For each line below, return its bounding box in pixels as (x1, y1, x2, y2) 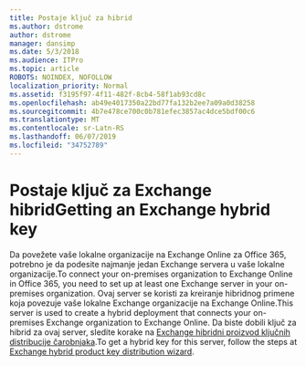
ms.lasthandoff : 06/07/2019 (9, 132, 117, 141)
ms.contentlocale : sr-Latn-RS (9, 124, 125, 133)
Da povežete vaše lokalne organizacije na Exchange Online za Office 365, (9, 248, 287, 260)
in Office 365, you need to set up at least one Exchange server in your (9, 277, 273, 288)
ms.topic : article (9, 65, 79, 74)
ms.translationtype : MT (9, 115, 100, 124)
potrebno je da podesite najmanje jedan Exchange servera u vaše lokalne (9, 258, 285, 269)
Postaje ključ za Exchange (9, 180, 212, 201)
